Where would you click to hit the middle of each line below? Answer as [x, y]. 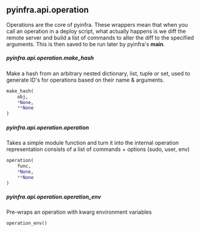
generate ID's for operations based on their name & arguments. [85, 80]
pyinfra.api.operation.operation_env [54, 197]
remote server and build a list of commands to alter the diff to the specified [100, 37]
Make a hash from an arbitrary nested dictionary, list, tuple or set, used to [98, 73]
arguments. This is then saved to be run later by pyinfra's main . [86, 44]
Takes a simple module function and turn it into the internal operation [93, 143]
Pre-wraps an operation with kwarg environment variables [79, 212]
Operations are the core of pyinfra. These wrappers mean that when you [97, 24]
